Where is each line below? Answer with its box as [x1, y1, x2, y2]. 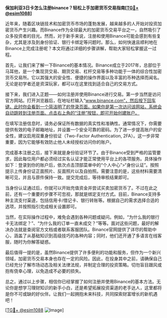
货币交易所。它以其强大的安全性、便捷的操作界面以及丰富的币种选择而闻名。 [5, 74, 162, 80]
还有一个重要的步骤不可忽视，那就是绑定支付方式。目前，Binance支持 [13, 191, 157, 197]
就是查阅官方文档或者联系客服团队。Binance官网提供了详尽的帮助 [18, 227, 153, 232]
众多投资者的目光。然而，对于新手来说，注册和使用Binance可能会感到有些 [5, 33, 157, 39]
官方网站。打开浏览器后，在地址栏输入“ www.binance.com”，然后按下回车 [5, 98, 156, 103]
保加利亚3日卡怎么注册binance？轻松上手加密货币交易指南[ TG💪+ [5, 5, 139, 10]
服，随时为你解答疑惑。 [5, 239, 53, 245]
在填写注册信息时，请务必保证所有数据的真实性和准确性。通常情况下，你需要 [5, 121, 162, 126]
